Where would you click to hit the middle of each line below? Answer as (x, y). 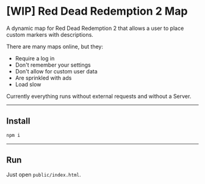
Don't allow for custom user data (56, 71)
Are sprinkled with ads (43, 78)
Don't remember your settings (53, 65)
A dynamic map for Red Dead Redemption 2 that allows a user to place (95, 28)
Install (18, 121)
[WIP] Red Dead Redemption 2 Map (97, 11)
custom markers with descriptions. (50, 34)
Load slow (28, 84)
